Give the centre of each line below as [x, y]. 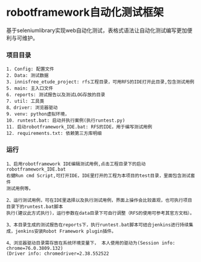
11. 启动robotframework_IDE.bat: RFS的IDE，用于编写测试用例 [79, 127]
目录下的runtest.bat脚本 [35, 206]
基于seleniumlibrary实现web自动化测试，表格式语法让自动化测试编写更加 [97, 30]
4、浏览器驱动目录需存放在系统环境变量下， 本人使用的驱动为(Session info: [91, 243]
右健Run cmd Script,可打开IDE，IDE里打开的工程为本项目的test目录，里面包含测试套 [101, 175]
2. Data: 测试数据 [27, 76]
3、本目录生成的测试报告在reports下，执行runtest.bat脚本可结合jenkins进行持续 [97, 224]
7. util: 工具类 [25, 101]
